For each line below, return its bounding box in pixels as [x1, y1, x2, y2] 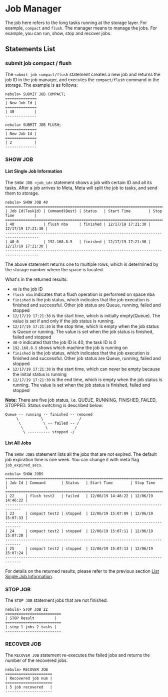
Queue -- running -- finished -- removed [5, 412, 93, 417]
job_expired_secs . [5, 462, 42, 468]
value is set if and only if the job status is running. [12, 318, 115, 324]
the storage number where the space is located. [5, 266, 104, 272]
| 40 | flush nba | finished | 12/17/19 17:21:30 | [5, 222, 151, 227]
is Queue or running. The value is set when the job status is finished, [12, 328, 154, 334]
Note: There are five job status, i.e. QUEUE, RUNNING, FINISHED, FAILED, [5, 397, 157, 403]
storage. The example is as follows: [5, 82, 78, 88]
